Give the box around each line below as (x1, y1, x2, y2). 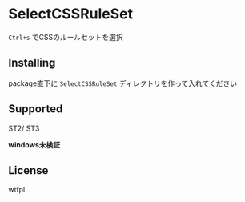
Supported (8, 102, 63, 116)
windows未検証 (8, 139, 61, 149)
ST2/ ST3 (8, 123, 40, 133)
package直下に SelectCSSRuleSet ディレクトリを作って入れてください (8, 78, 238, 88)
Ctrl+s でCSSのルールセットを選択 (8, 32, 124, 42)
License (8, 164, 49, 177)
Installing (8, 56, 56, 70)
